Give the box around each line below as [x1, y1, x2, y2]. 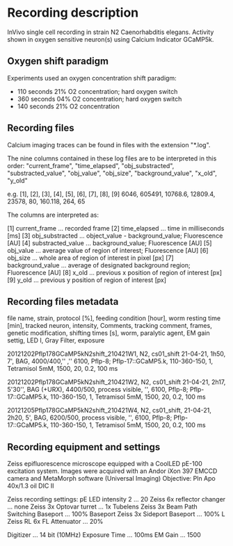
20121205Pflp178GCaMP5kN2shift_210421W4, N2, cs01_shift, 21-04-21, [7, 406, 212, 415]
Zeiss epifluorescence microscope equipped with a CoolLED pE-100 [7, 460, 203, 468]
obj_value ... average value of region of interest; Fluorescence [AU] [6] [7, 246, 209, 254]
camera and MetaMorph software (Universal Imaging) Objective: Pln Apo [7, 474, 216, 483]
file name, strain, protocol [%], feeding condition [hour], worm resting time [7, 314, 221, 322]
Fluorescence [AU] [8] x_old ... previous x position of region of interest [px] [7, 268, 223, 276]
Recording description [7, 5, 139, 21]
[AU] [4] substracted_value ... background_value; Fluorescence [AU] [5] [7, 238, 212, 247]
